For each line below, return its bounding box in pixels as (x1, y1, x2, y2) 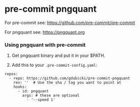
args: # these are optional (22, 93, 80, 98)
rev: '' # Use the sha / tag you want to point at (13, 80, 121, 85)
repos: (4, 72, 18, 77)
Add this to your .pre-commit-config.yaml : (11, 62, 98, 68)
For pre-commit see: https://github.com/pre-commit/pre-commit (4, 20, 136, 26)
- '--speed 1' (26, 97, 56, 103)
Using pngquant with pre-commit (4, 41, 86, 48)
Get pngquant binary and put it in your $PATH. (11, 53, 106, 58)
